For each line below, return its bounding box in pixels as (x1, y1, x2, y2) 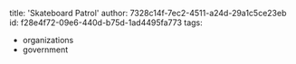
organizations (22, 35, 74, 45)
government (22, 44, 69, 55)
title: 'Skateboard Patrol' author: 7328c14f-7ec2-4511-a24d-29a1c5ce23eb (9, 8, 287, 18)
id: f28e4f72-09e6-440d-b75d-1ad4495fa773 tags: (9, 17, 204, 28)
